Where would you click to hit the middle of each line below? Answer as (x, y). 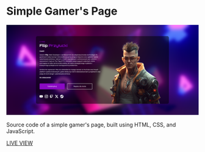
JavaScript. (21, 131)
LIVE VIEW (20, 143)
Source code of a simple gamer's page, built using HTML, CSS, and (91, 125)
